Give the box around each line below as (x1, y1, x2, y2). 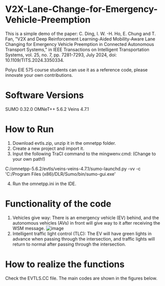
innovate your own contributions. (5, 72, 73, 78)
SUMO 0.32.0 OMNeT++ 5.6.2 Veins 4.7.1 (5, 106, 89, 112)
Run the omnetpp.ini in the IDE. (12, 181, 76, 187)
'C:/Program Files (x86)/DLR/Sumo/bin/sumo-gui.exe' (5, 171, 116, 177)
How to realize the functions (5, 259, 125, 270)
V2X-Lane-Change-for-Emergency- (5, 3, 158, 15)
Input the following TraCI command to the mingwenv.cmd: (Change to (12, 151, 156, 157)
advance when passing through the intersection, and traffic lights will (12, 236, 155, 242)
